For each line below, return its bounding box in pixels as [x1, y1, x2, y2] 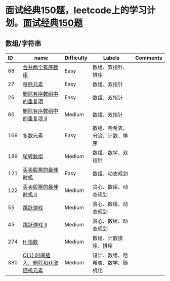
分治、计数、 [92, 132, 123, 139]
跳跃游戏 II [22, 221, 48, 228]
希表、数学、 [92, 259, 123, 266]
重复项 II [27, 115, 48, 122]
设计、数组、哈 [92, 252, 128, 259]
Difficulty [64, 54, 88, 61]
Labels [103, 54, 120, 61]
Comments [135, 54, 162, 61]
